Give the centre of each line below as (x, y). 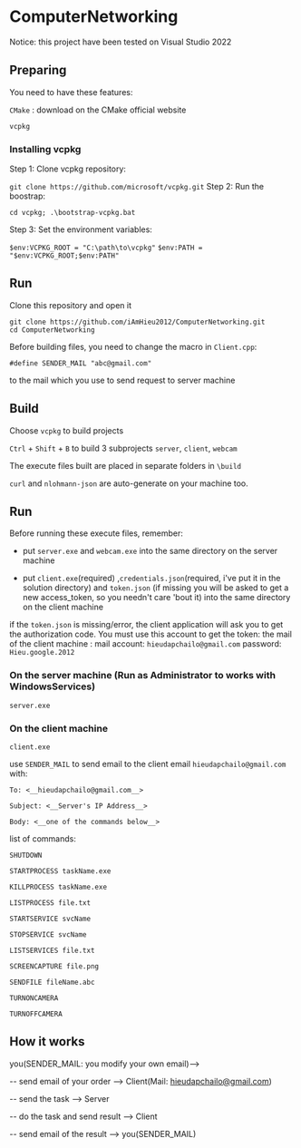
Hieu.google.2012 (42, 653)
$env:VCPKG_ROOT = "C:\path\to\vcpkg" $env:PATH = (106, 248)
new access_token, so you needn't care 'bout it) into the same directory (156, 598)
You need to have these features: (71, 92)
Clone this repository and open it (70, 305)
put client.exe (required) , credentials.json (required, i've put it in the (151, 579)
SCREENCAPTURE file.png (54, 967)
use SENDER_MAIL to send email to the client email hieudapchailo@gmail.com (148, 764)
